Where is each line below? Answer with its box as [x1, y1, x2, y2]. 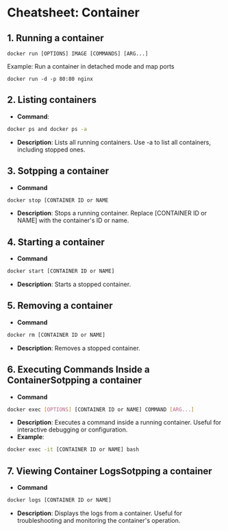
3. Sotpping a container [7, 165, 110, 177]
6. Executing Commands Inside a [7, 364, 150, 375]
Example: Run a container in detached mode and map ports [7, 62, 175, 70]
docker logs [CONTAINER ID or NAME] [7, 497, 112, 504]
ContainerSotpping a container [7, 375, 142, 386]
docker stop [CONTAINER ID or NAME [7, 197, 109, 204]
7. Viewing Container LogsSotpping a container [7, 465, 212, 477]
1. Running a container [7, 32, 104, 44]
